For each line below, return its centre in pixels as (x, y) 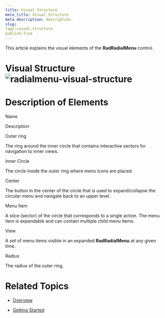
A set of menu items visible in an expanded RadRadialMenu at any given (81, 241)
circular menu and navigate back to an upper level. (58, 196)
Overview (22, 300)
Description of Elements (57, 102)
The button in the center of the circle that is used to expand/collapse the (80, 191)
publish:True (19, 33)
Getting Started (28, 310)
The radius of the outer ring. (35, 266)
